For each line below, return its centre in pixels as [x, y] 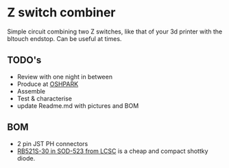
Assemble [31, 91]
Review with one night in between [65, 76]
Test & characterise [44, 98]
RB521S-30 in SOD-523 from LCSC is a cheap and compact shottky [112, 151]
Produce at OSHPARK [48, 84]
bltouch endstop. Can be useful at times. [64, 38]
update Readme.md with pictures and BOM [78, 106]
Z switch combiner [61, 13]
